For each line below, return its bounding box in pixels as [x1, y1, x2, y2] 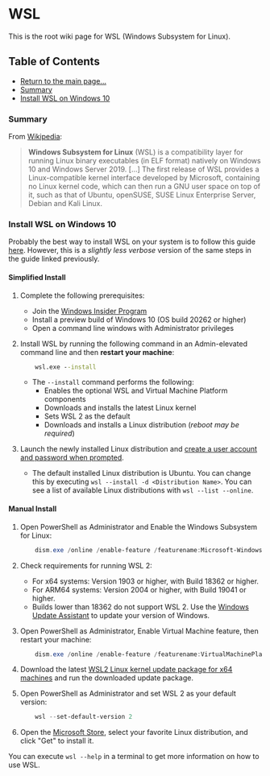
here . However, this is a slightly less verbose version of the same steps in [8, 246, 252, 255]
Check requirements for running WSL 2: [19, 560, 153, 570]
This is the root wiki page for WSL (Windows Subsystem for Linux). [8, 31, 231, 41]
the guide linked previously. [8, 254, 100, 264]
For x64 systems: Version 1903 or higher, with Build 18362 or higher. [31, 576, 260, 586]
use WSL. [8, 760, 40, 770]
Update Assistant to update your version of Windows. [31, 610, 210, 620]
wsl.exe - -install [35, 363, 97, 371]
